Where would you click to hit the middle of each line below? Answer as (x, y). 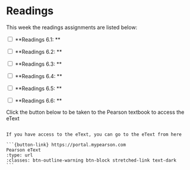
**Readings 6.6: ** (38, 100)
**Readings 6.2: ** (38, 52)
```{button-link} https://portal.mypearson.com (66, 145)
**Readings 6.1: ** (37, 39)
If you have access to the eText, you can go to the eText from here (94, 134)
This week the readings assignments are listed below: (72, 27)
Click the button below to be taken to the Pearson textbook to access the (95, 112)
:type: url (20, 155)
